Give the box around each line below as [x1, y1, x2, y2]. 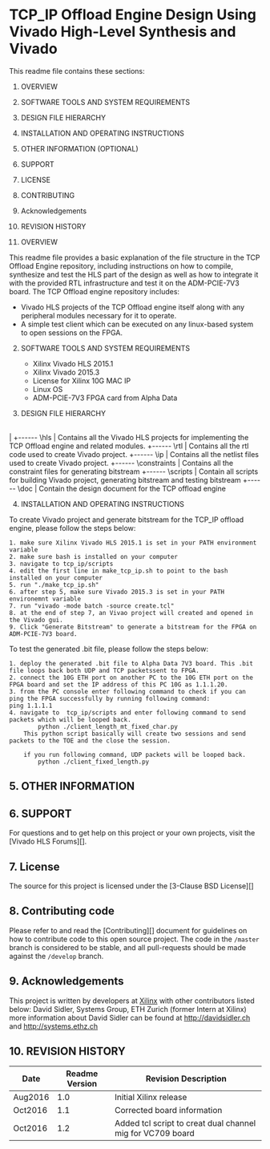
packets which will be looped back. [9, 715, 131, 723]
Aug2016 [13, 1092, 50, 1103]
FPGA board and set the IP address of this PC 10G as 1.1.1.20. [9, 680, 228, 689]
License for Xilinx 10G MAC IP [32, 375, 131, 386]
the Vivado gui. [9, 616, 63, 624]
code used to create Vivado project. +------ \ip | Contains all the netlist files [9, 449, 260, 459]
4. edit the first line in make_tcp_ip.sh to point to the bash [9, 567, 228, 575]
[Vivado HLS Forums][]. [9, 836, 87, 847]
